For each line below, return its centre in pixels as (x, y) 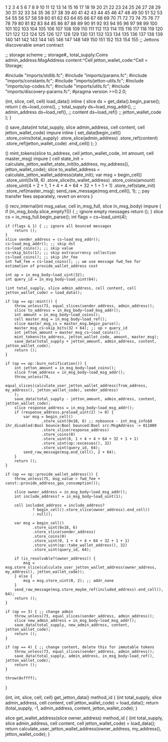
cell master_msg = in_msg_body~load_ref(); (61, 319)
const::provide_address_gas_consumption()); (53, 483)
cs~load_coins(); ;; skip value (39, 248)
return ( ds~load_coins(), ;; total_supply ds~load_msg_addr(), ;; (71, 107)
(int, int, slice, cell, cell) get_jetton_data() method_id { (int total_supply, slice (83, 697)
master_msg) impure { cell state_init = (45, 159)
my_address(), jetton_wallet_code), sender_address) (62, 390)
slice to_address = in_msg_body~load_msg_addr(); (68, 310)
